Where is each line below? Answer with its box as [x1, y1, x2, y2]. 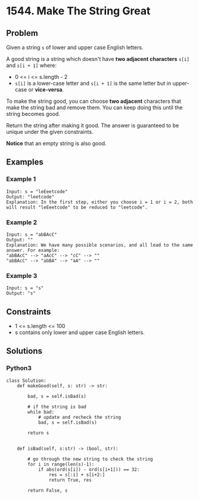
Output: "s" [6, 290, 36, 296]
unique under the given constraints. [6, 128, 94, 135]
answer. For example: [6, 247, 60, 253]
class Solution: [6, 378, 46, 384]
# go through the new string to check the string [27, 456, 153, 462]
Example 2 [6, 218, 38, 226]
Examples [6, 157, 43, 167]
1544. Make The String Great [6, 4, 151, 18]
